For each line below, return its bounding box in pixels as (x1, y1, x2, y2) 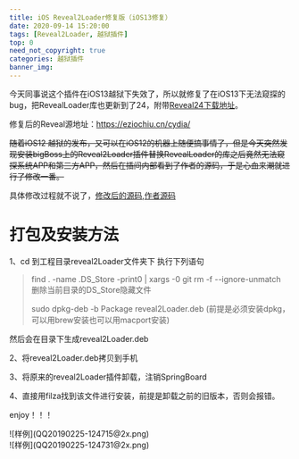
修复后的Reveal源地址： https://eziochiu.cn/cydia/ (9, 118, 191, 129)
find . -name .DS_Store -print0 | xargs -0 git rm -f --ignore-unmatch (30, 273, 281, 284)
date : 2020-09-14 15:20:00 (9, 21, 110, 30)
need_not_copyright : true (9, 46, 105, 55)
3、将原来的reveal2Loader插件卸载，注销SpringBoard (9, 371, 207, 382)
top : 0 (9, 38, 34, 47)
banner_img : (9, 63, 54, 72)
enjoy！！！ (9, 409, 54, 420)
